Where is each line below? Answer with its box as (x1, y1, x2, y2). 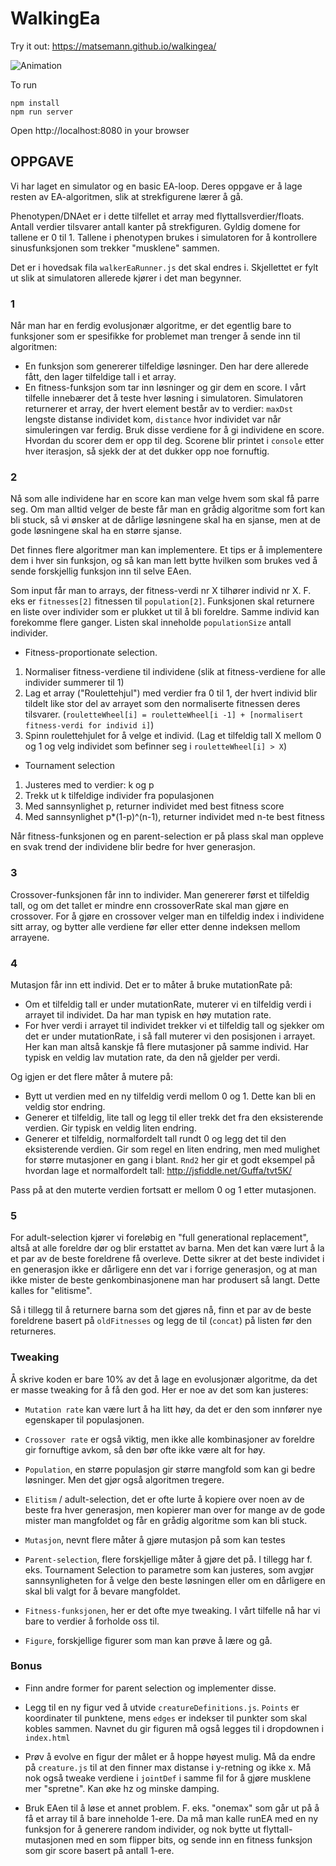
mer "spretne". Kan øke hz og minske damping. (24, 1782, 220, 1794)
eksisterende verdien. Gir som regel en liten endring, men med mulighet (24, 1143, 321, 1155)
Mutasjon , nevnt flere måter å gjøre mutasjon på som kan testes (24, 1533, 286, 1546)
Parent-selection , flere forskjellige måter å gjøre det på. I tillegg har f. (24, 1553, 313, 1565)
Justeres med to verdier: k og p (24, 779, 155, 791)
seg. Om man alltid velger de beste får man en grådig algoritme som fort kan (10, 503, 326, 516)
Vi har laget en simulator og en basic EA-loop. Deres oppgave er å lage (10, 180, 303, 192)
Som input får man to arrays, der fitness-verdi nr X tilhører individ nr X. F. (10, 585, 312, 597)
